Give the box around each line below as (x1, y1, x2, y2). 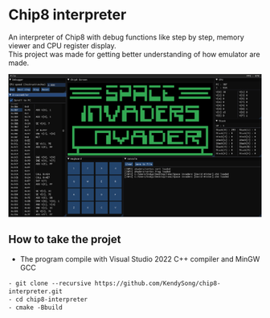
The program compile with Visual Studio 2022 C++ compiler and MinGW (19, 254, 260, 263)
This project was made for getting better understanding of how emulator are (8, 49, 261, 59)
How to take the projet (8, 233, 121, 246)
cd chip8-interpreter (15, 295, 88, 304)
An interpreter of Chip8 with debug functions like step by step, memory (8, 32, 245, 42)
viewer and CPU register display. (8, 40, 117, 50)
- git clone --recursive (8, 279, 92, 287)
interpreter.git (8, 287, 63, 295)
